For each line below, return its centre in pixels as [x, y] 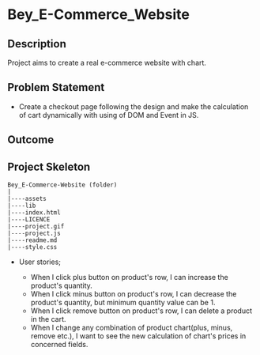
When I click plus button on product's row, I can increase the [129, 278]
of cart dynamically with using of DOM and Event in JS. [109, 115]
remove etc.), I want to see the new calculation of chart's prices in [138, 336]
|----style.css [32, 247]
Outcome [31, 140]
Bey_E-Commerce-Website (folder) [62, 185]
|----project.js [34, 234]
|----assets [27, 199]
